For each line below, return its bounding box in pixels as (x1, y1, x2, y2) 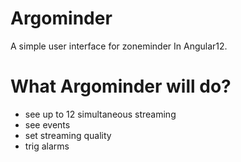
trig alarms (24, 140, 70, 152)
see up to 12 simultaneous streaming (24, 108, 177, 120)
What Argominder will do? (10, 75, 232, 98)
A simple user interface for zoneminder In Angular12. (10, 40, 228, 52)
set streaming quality (24, 129, 112, 141)
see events (24, 118, 71, 131)
